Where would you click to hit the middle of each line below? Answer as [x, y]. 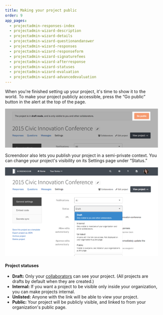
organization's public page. [39, 307]
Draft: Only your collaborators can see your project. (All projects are [80, 276]
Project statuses [22, 265]
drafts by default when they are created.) [53, 281]
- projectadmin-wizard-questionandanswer [52, 41]
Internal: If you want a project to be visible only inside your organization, [85, 287]
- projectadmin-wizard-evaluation [44, 72]
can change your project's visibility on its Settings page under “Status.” [76, 160]
